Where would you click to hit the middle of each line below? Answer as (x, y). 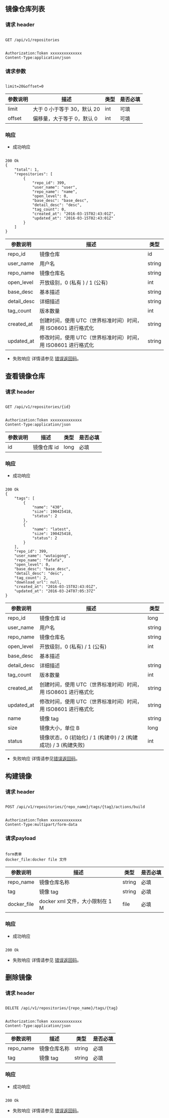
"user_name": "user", (55, 188)
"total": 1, (27, 170)
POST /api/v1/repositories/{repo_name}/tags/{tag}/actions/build (75, 807)
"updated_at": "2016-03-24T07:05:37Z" (55, 591)
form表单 (14, 855)
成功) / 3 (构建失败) (62, 745)
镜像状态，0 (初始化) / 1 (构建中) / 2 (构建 (89, 737)
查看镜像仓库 (25, 376)
